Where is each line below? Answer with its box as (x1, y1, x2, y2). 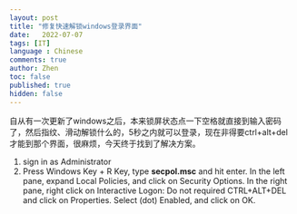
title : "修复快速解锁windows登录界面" (9, 22, 143, 31)
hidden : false (9, 89, 64, 98)
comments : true (9, 55, 67, 64)
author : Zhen (9, 64, 59, 73)
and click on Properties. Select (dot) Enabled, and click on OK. (22, 194, 256, 205)
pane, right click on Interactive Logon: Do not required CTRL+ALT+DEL (22, 185, 287, 196)
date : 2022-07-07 (9, 30, 84, 39)
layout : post (9, 13, 59, 23)
